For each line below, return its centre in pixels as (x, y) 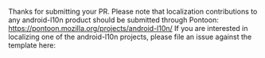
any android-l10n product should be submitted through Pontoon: (113, 20)
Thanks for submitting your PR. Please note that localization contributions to (133, 12)
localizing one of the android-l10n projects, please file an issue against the (130, 37)
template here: (32, 45)
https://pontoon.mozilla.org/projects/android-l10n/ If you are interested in (128, 28)
